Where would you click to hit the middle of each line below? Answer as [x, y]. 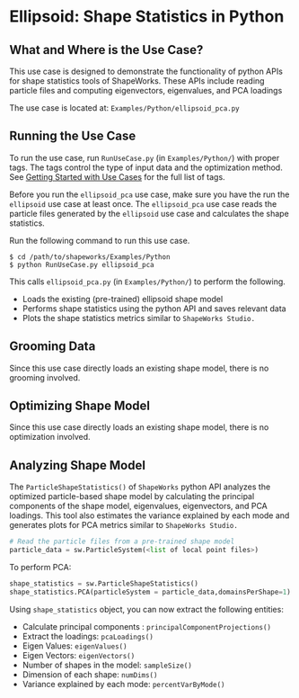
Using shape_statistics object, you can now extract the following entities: [147, 609]
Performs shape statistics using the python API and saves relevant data [154, 309]
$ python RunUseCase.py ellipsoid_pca [82, 264]
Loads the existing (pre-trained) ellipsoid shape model [123, 299]
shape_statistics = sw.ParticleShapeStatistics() [104, 584]
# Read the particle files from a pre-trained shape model [122, 541]
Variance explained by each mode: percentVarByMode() [123, 684]
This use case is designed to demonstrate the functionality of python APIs [146, 71]
